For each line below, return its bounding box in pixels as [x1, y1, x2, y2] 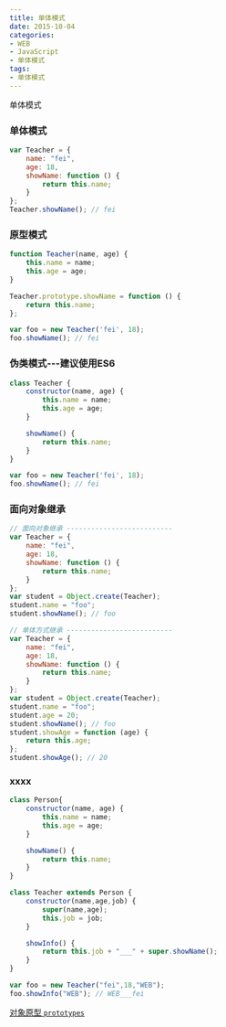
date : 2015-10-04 [9, 22, 76, 31]
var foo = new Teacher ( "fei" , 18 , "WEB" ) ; [9, 980, 166, 990]
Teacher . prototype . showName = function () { [9, 292, 181, 301]
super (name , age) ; [42, 904, 108, 915]
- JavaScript [9, 48, 59, 57]
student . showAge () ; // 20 [9, 754, 108, 763]
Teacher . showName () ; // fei [9, 205, 117, 215]
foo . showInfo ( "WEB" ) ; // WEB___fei [9, 989, 145, 998]
